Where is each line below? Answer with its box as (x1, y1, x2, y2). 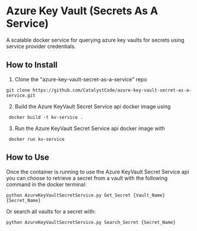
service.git (6, 92, 35, 99)
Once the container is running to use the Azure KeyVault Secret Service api (6, 168, 189, 175)
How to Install (6, 60, 58, 70)
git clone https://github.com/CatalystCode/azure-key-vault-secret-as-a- (6, 87, 192, 93)
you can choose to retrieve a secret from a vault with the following (6, 174, 168, 182)
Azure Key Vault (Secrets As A (6, 4, 159, 18)
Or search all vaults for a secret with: (6, 208, 96, 215)
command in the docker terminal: (6, 181, 87, 188)
